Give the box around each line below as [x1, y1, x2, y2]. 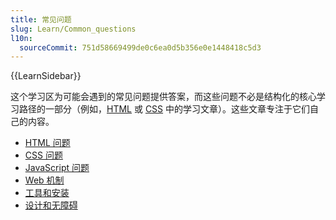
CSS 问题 [24, 149, 63, 161]
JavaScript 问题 [24, 162, 90, 174]
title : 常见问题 [10, 14, 72, 25]
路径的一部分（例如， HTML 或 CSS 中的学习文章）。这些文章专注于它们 [18, 103, 311, 115]
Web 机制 [24, 174, 65, 186]
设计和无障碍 [24, 199, 78, 211]
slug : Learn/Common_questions [10, 24, 137, 34]
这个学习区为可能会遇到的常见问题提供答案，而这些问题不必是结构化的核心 [10, 91, 317, 103]
